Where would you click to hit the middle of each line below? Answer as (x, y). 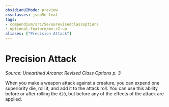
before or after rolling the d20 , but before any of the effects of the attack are (85, 93)
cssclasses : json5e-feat (32, 15)
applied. (14, 99)
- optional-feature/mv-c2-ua (36, 29)
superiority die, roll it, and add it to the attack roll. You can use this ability (82, 88)
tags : (11, 19)
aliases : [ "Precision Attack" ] (38, 34)
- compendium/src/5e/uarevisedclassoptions (52, 24)
